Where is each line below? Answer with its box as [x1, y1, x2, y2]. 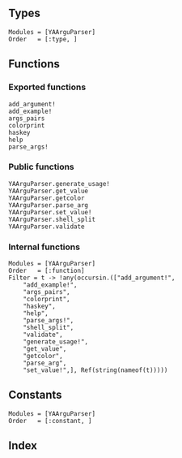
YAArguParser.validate [8, 223, 85, 231]
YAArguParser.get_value [8, 187, 89, 195]
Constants [8, 388, 62, 402]
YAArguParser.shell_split [8, 215, 95, 223]
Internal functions [8, 241, 81, 253]
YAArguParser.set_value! [8, 208, 92, 216]
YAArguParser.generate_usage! [8, 179, 111, 188]
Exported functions [8, 81, 87, 93]
